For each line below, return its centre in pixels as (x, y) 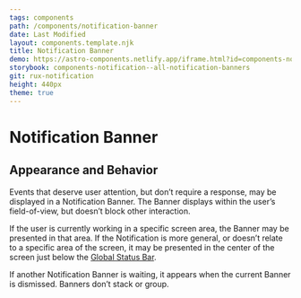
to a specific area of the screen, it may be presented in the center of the (142, 247)
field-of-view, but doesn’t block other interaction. (100, 211)
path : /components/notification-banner (84, 26)
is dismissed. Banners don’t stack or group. (89, 284)
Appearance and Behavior (84, 170)
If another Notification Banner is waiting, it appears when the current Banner (150, 274)
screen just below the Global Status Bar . (83, 257)
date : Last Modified (48, 34)
